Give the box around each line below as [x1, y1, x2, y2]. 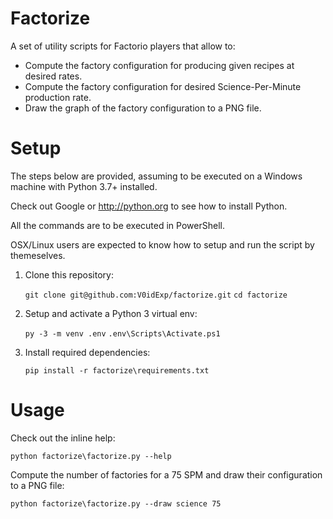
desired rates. [24, 70, 83, 82]
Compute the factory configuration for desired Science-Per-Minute [24, 80, 302, 92]
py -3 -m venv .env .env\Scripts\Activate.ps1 [24, 328, 221, 339]
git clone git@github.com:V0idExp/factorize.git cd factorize [24, 290, 288, 300]
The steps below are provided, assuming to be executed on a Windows [10, 170, 303, 182]
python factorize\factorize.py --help [10, 451, 172, 461]
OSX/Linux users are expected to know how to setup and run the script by [10, 238, 315, 251]
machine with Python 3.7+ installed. [10, 180, 158, 192]
